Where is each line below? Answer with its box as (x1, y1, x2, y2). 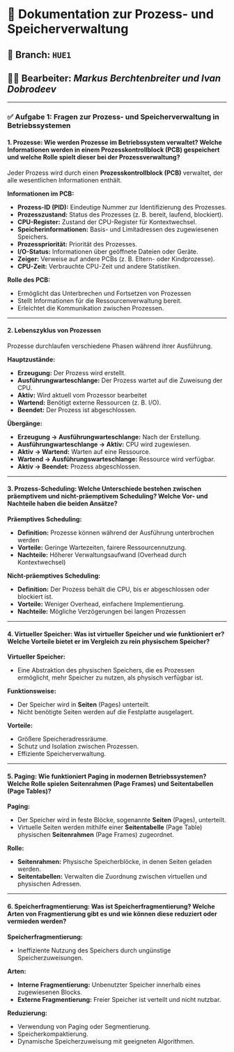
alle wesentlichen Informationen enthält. (7, 175, 123, 184)
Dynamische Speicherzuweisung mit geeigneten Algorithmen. (17, 1037, 195, 1045)
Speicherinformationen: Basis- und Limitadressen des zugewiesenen (17, 225, 219, 233)
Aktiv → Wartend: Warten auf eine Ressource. (17, 447, 151, 455)
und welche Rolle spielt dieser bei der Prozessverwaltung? (7, 152, 180, 161)
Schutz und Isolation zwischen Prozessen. (17, 742, 139, 751)
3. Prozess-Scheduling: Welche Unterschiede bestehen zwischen (7, 485, 202, 493)
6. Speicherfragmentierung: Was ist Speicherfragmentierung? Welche (7, 902, 215, 911)
